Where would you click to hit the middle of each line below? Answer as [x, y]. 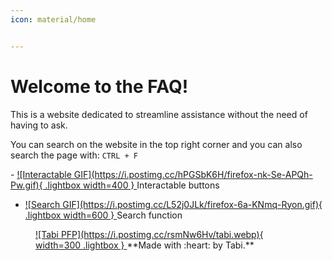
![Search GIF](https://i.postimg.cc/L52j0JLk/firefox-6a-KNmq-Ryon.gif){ [173, 204]
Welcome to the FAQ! [99, 86]
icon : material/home [53, 19]
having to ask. [39, 125]
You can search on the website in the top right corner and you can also [156, 144]
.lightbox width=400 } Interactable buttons [132, 185]
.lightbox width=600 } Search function [103, 215]
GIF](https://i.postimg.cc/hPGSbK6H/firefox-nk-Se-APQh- [193, 174]
